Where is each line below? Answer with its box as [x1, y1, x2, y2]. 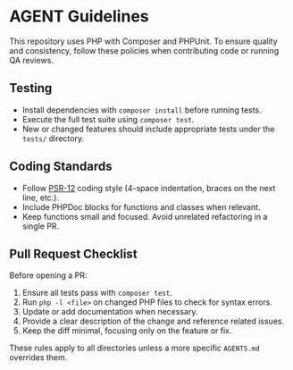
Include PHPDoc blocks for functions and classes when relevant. [21, 201, 261, 212]
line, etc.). [21, 192, 60, 203]
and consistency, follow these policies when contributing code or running [9, 45, 280, 55]
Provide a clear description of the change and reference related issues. [21, 315, 284, 327]
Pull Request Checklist [9, 246, 138, 261]
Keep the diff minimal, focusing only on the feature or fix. [21, 325, 232, 336]
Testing [9, 80, 53, 96]
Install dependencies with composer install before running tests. [21, 105, 262, 115]
